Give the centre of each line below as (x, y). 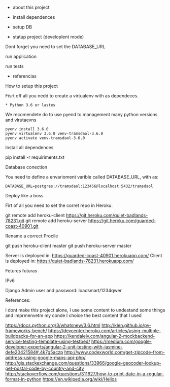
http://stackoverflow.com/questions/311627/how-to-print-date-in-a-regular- (84, 374)
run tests (14, 66)
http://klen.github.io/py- (126, 325)
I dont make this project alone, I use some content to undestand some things (85, 310)
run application (21, 56)
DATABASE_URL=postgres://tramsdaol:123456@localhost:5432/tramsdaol (79, 186)
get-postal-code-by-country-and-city (45, 368)
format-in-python (23, 379)
